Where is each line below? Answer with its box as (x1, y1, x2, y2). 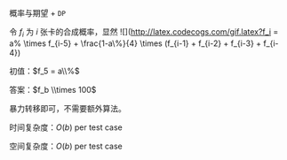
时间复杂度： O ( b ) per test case (9, 122, 123, 133)
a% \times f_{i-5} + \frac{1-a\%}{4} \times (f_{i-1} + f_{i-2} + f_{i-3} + (9, 38, 262, 49)
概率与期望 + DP (9, 8, 67, 18)
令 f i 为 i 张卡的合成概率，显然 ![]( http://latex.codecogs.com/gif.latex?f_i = (9, 27, 279, 39)
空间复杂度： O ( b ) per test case (9, 141, 123, 151)
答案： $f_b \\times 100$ (9, 84, 97, 95)
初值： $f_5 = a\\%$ (9, 65, 80, 76)
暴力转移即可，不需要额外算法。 (9, 103, 126, 113)
